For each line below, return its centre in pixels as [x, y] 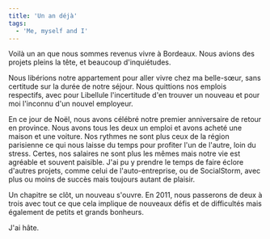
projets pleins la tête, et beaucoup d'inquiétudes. [90, 62]
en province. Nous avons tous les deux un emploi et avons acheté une [125, 128]
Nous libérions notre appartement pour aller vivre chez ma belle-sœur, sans [135, 78]
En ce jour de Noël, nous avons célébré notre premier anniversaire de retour [135, 119]
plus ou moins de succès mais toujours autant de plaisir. [102, 179]
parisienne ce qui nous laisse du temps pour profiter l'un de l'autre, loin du [132, 145]
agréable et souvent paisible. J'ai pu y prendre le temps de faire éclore [126, 162]
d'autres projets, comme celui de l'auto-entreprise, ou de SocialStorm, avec [135, 171]
